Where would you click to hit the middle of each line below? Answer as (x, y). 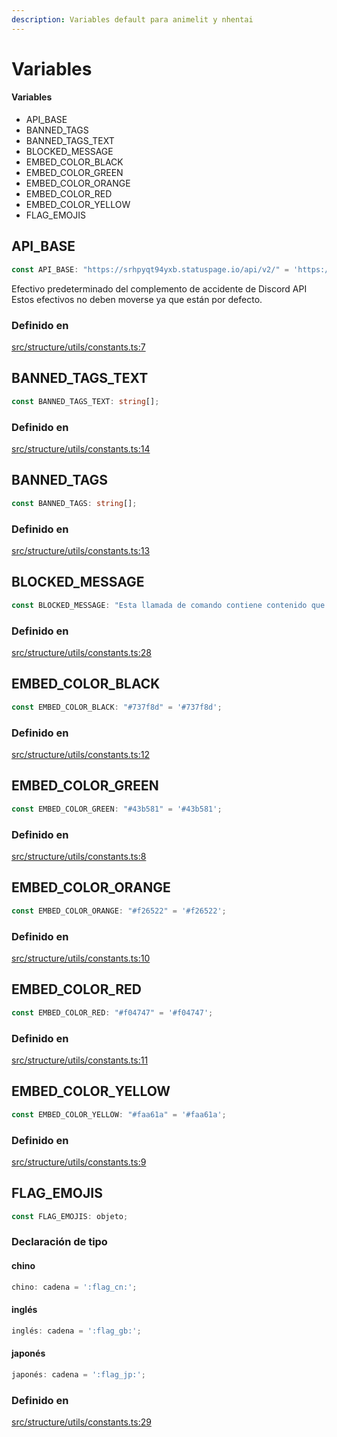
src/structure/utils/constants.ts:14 (81, 448)
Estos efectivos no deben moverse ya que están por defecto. (137, 299)
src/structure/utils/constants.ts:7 (78, 347)
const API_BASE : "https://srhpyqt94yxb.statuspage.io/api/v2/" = (150, 269)
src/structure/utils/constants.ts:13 (81, 550)
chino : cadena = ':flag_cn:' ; (74, 1287)
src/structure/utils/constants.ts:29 (81, 1422)
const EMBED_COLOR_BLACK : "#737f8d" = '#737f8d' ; (117, 707)
